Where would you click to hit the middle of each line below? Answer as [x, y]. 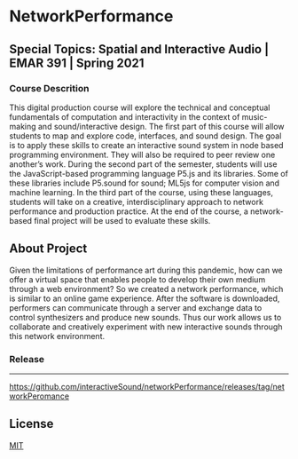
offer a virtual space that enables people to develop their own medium [137, 279]
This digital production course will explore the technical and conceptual [140, 107]
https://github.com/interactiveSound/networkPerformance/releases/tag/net [147, 386]
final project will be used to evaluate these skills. [122, 220]
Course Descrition [49, 88]
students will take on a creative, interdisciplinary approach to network [137, 202]
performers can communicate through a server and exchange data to [136, 307]
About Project [48, 249]
